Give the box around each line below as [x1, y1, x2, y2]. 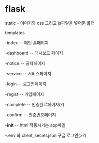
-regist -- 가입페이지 [5, 91, 44, 97]
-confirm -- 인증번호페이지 [5, 111, 57, 117]
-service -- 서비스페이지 [5, 70, 52, 76]
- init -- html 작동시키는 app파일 [5, 122, 66, 128]
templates [5, 30, 25, 35]
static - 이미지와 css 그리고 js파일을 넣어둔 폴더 [5, 20, 95, 26]
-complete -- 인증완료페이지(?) [5, 101, 65, 107]
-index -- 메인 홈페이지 [5, 40, 49, 46]
